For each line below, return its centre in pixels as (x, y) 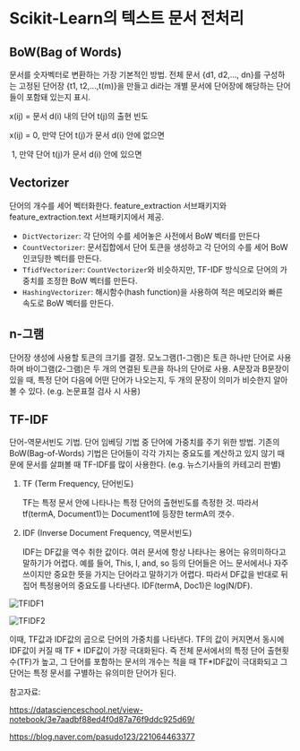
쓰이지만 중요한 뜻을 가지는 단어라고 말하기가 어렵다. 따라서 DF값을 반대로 (150, 574)
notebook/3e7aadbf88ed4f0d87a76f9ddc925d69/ (102, 720)
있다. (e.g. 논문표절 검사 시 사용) (85, 391)
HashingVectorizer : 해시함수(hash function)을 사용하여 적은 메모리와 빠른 (153, 291)
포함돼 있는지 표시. (58, 97)
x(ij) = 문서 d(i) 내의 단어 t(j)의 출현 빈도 (79, 116)
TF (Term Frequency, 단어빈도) (78, 484)
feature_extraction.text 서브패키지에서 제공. (87, 217)
